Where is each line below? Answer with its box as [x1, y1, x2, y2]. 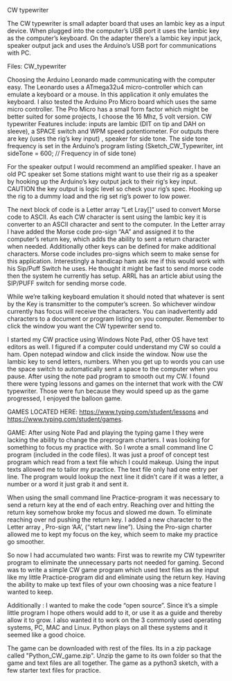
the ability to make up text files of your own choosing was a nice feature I [7, 581, 216, 588]
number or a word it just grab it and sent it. [7, 480, 129, 488]
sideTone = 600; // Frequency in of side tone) [7, 149, 136, 157]
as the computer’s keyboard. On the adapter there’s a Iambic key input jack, [7, 34, 223, 42]
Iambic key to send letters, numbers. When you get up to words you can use [7, 357, 225, 366]
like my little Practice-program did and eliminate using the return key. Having [7, 573, 226, 581]
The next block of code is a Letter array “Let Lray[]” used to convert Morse [7, 206, 221, 213]
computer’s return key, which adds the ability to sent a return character [7, 235, 210, 243]
